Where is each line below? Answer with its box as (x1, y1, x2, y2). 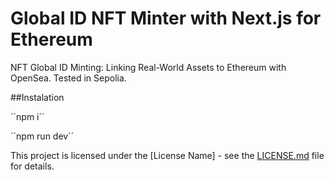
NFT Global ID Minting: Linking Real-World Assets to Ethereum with (10, 61, 287, 73)
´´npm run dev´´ (10, 130, 75, 142)
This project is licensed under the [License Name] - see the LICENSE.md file (10, 149, 325, 161)
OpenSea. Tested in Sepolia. (10, 72, 127, 84)
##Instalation (10, 91, 65, 103)
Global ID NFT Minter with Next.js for (10, 7, 322, 30)
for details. (10, 160, 55, 172)
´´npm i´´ (10, 110, 45, 122)
